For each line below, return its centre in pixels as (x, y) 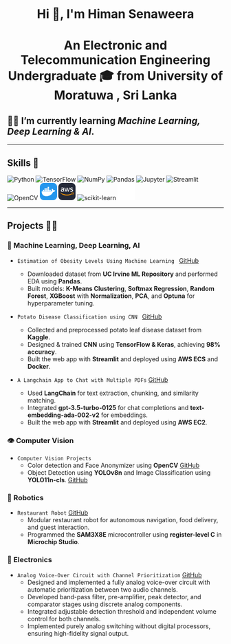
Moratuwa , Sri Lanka (115, 95)
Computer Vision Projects (54, 458)
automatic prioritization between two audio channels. (102, 589)
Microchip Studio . (53, 542)
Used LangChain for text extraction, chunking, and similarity (113, 393)
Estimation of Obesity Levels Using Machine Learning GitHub (108, 260)
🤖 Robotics (25, 497)
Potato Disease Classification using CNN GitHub (89, 316)
